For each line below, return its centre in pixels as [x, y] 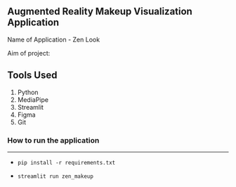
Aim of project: [29, 53]
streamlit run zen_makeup [55, 176]
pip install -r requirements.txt [66, 162]
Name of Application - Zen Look [54, 39]
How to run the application [53, 140]
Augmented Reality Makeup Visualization [100, 12]
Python [28, 92]
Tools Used [32, 76]
